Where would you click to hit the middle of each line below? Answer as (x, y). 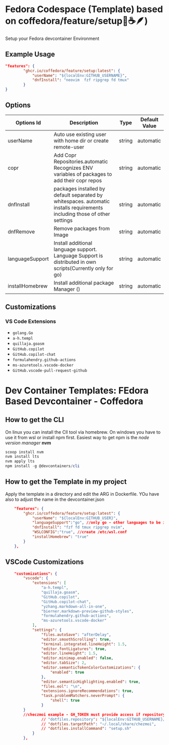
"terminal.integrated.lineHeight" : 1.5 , (84, 644)
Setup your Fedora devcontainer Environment (52, 38)
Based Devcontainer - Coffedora (74, 401)
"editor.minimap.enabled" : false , (77, 658)
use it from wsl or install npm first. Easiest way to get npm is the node (77, 437)
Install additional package (84, 283)
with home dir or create (81, 141)
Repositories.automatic (81, 161)
